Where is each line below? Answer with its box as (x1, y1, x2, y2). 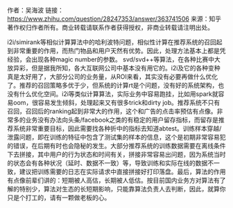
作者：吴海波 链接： (7, 6, 64, 14)
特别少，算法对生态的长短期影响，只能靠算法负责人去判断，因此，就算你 (19, 185, 226, 193)
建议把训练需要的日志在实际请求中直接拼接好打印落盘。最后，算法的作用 (19, 168, 226, 176)
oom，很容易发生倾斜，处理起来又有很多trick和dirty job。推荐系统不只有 (12, 99, 221, 106)
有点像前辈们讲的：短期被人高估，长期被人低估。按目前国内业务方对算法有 (7, 176, 220, 185)
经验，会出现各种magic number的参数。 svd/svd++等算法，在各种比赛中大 (7, 55, 221, 64)
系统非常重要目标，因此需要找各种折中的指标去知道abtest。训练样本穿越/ (12, 124, 222, 133)
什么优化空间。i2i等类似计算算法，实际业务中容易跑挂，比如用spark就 (19, 90, 218, 98)
